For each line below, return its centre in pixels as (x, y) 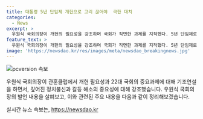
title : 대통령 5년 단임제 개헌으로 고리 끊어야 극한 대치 (69, 12)
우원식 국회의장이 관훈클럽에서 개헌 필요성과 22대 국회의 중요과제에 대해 (91, 81)
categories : (21, 17)
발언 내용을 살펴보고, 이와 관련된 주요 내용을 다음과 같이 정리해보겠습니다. (104, 96)
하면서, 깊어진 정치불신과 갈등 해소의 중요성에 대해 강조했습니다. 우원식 (95, 89)
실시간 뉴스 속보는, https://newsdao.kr (52, 109)
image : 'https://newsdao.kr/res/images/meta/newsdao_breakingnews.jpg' (98, 51)
